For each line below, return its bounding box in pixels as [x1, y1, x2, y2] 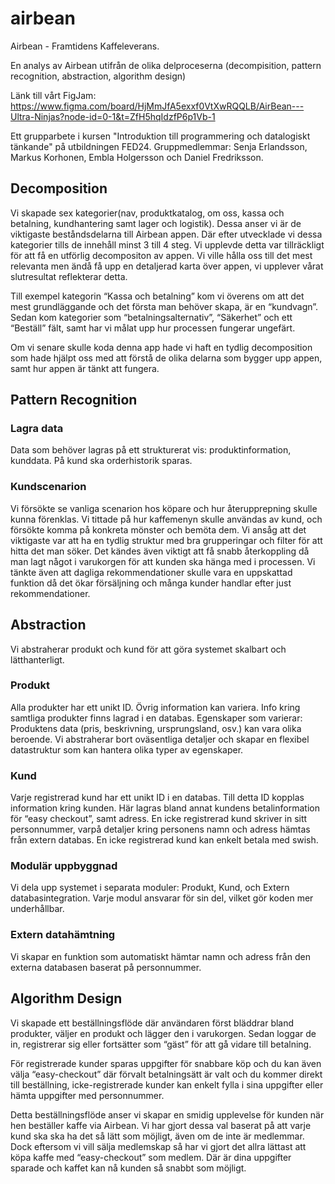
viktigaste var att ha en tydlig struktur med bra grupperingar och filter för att [10, 534, 323, 546]
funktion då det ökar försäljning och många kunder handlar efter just [10, 577, 292, 589]
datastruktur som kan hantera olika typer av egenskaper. [10, 743, 244, 756]
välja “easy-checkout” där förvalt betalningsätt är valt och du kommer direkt [10, 1068, 323, 1080]
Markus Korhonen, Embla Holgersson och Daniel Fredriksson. [10, 151, 264, 163]
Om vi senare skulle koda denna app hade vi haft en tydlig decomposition [10, 341, 313, 353]
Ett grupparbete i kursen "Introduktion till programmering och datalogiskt [10, 130, 311, 142]
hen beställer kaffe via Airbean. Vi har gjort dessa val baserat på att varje [10, 1119, 312, 1131]
